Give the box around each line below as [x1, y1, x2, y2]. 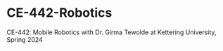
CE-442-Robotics [6, 5, 113, 21]
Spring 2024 [6, 35, 43, 43]
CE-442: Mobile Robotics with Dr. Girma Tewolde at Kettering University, [6, 28, 217, 36]
